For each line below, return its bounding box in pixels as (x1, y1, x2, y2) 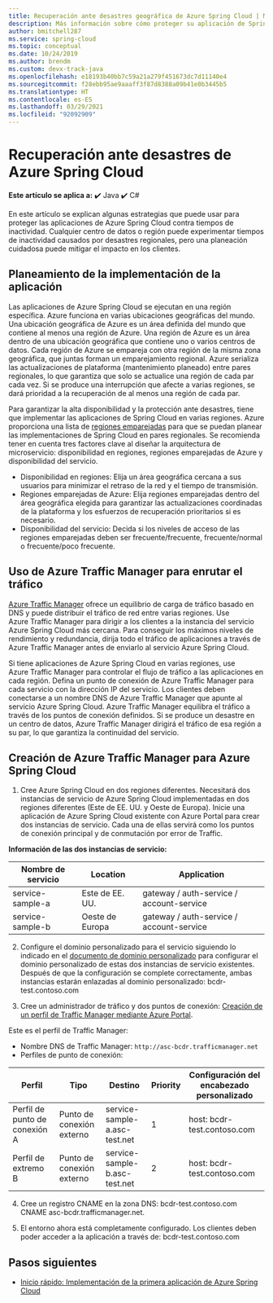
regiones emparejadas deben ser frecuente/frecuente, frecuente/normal (19, 532, 262, 542)
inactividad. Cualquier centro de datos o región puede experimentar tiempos (8, 226, 264, 236)
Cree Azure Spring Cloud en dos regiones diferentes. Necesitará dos (19, 786, 250, 795)
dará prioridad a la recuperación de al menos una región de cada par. (8, 388, 240, 398)
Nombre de (21, 864, 66, 875)
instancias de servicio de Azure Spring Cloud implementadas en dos (19, 794, 249, 803)
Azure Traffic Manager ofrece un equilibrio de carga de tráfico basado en (8, 599, 254, 609)
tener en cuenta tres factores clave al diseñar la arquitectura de (8, 438, 221, 448)
